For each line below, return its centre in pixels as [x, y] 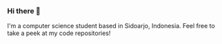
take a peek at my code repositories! [59, 33]
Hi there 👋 [24, 11]
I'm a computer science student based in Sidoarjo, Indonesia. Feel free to [111, 26]
